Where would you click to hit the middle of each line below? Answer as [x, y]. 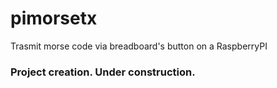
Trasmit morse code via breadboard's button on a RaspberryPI [139, 46]
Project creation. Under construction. [103, 72]
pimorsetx [54, 18]
